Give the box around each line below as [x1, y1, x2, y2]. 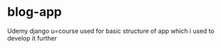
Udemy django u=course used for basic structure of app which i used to [7, 27, 215, 35]
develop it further [7, 34, 57, 42]
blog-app [7, 4, 62, 20]
